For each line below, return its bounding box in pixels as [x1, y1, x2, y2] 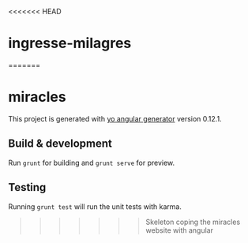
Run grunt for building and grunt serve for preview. [8, 158, 175, 167]
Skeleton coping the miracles [145, 217, 241, 226]
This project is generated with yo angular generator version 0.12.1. [8, 114, 223, 123]
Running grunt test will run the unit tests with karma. [8, 201, 182, 211]
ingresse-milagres [8, 35, 132, 52]
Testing [8, 181, 47, 194]
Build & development [8, 137, 112, 151]
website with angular [145, 225, 214, 235]
